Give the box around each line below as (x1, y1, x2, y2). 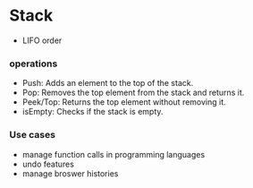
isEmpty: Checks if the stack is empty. (21, 107, 164, 117)
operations (9, 57, 58, 70)
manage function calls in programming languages (21, 149, 206, 159)
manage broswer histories (21, 167, 119, 179)
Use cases (9, 129, 56, 141)
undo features (21, 158, 74, 169)
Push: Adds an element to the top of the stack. (21, 78, 194, 89)
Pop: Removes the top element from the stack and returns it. (21, 87, 245, 98)
